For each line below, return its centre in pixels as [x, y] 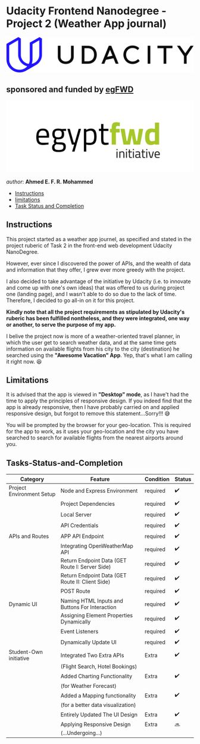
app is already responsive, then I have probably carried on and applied [93, 407]
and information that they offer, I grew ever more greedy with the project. [96, 269]
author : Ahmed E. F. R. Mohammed [50, 182]
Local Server [76, 514]
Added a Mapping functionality [98, 695]
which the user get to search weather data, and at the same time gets [91, 342]
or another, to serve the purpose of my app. [61, 324]
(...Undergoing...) [81, 733]
